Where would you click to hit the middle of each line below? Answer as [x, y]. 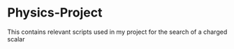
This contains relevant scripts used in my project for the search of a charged [117, 32]
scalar [16, 39]
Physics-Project [55, 13]
